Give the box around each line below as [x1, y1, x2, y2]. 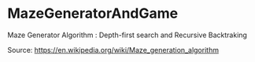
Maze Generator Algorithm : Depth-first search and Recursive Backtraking [7, 30, 247, 40]
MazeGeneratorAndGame [7, 5, 179, 22]
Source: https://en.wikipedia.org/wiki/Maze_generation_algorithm [7, 45, 220, 54]
